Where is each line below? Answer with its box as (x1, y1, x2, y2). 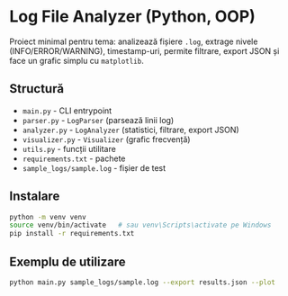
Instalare (9, 189, 60, 204)
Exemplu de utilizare (9, 254, 126, 269)
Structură (9, 81, 65, 96)
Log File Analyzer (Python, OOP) (9, 6, 256, 27)
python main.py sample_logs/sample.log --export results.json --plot (9, 278, 276, 287)
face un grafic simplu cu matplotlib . (9, 55, 144, 66)
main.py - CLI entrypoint (22, 105, 112, 116)
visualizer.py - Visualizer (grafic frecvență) (22, 133, 191, 145)
